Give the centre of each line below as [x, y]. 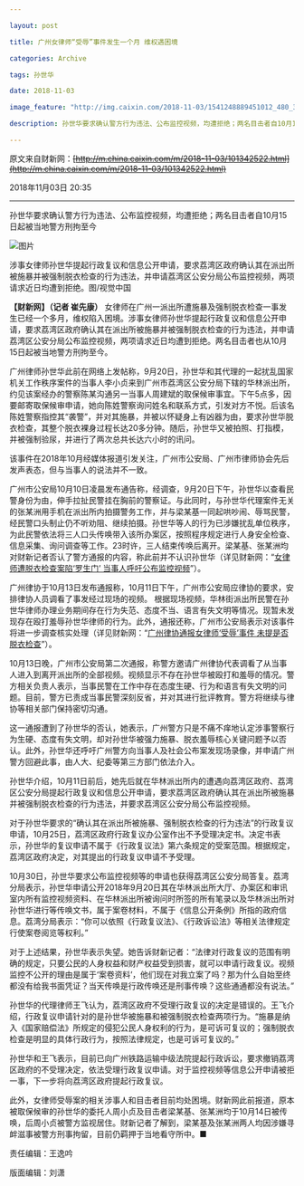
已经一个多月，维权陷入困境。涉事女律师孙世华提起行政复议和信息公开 [147, 318]
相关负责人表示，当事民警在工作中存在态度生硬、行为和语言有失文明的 [147, 685]
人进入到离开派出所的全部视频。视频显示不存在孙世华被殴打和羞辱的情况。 [148, 674]
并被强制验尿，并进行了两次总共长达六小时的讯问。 [104, 439]
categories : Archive [48, 58]
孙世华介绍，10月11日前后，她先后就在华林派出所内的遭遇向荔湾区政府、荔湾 [152, 780]
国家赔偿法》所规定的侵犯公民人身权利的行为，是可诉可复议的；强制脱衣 [160, 1028]
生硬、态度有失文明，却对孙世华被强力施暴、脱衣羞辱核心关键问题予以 [147, 739]
